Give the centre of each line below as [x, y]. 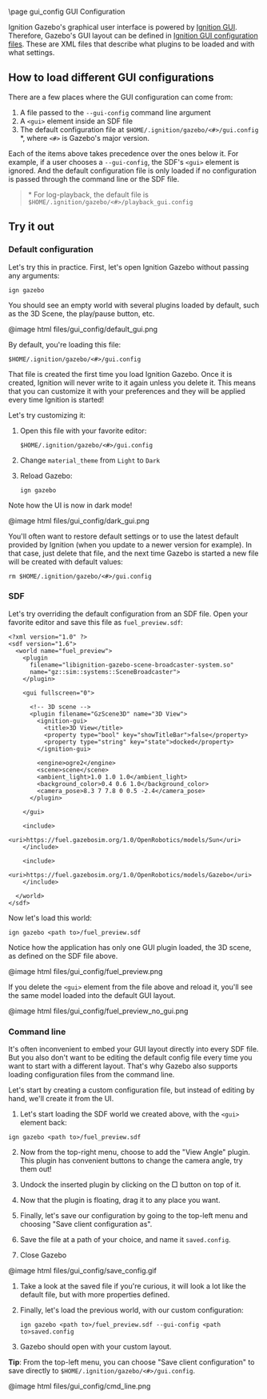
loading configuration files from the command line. [92, 1075]
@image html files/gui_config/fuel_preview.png [86, 971]
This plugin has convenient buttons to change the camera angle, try [131, 1160]
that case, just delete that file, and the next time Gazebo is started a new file [133, 553]
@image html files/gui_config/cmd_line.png [80, 1386]
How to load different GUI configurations [111, 78]
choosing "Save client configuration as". [86, 1225]
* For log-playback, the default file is [88, 194]
